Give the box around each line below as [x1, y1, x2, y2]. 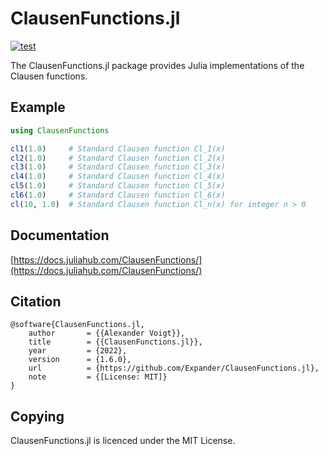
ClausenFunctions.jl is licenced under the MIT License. [10, 435, 236, 447]
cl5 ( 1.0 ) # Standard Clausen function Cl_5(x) [10, 181, 226, 191]
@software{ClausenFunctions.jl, [10, 320, 145, 330]
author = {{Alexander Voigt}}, [28, 328, 186, 339]
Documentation [10, 227, 110, 244]
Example [10, 99, 66, 116]
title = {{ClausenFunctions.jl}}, [28, 337, 203, 347]
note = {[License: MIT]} [28, 372, 168, 382]
